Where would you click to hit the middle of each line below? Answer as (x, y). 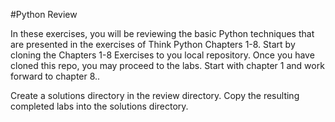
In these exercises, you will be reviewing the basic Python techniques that (162, 33)
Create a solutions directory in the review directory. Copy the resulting (155, 95)
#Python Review (44, 14)
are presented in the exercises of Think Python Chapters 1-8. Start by (153, 44)
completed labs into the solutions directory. (99, 106)
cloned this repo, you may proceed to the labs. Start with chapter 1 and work (167, 65)
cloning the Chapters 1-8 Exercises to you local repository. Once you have (162, 55)
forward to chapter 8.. (55, 76)
